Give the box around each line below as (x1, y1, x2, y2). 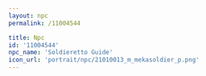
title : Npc (8, 34, 45, 42)
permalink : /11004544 (8, 19, 81, 27)
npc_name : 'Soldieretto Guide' (8, 49, 113, 57)
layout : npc (8, 11, 48, 20)
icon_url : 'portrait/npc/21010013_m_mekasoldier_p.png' (8, 56, 200, 64)
